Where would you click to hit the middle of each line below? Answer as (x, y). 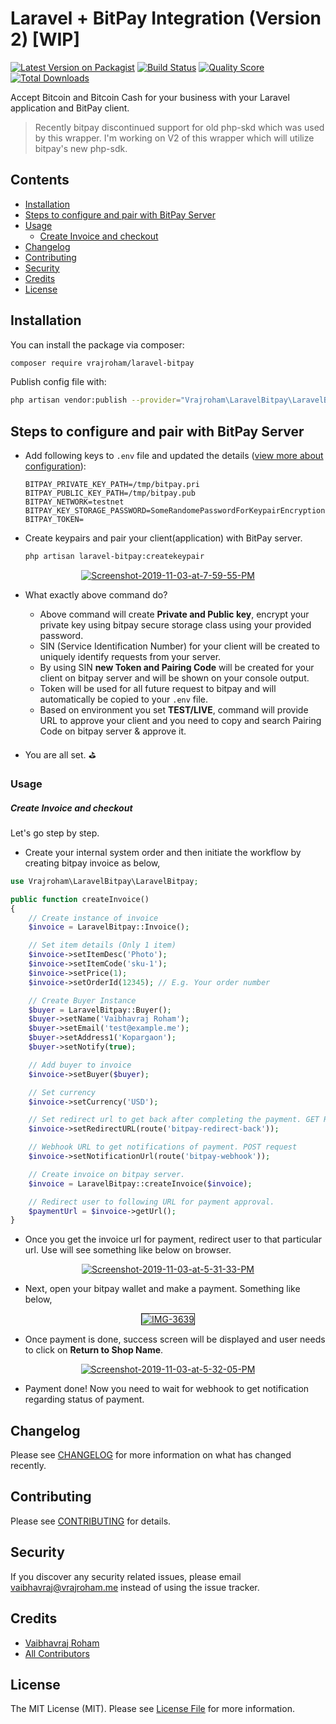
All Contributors (57, 1653)
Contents (40, 180)
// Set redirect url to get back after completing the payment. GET (174, 1120)
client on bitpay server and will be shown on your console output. (174, 678)
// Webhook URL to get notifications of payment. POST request (163, 1147)
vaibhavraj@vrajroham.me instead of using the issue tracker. (135, 1587)
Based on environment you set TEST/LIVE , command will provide (174, 710)
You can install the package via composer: (97, 344)
